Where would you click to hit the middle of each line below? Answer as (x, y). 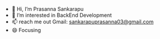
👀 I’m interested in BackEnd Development (62, 15)
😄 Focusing (26, 30)
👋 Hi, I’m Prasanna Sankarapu (48, 9)
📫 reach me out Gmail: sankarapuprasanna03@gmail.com (83, 22)
